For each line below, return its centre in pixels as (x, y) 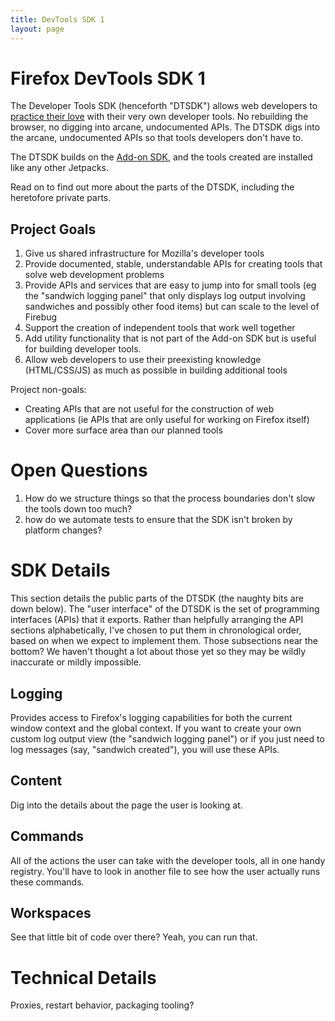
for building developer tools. (83, 349)
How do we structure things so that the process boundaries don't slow (170, 498)
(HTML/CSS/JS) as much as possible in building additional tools (156, 370)
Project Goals (53, 229)
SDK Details (60, 570)
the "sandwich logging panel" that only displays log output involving (165, 296)
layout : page (37, 29)
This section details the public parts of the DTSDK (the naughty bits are (157, 598)
